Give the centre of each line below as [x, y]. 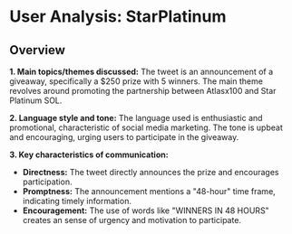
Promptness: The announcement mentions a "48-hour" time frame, [149, 191]
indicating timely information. [77, 201]
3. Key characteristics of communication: [89, 154]
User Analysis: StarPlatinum [118, 17]
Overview [38, 50]
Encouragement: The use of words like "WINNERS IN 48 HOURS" [146, 211]
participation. [47, 182]
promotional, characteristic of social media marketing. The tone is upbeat [146, 127]
